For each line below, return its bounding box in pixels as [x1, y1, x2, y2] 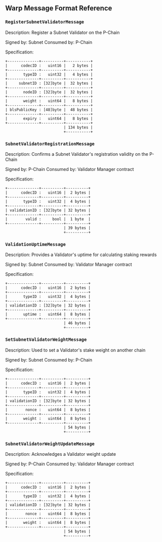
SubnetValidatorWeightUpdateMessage [5, 441, 95, 447]
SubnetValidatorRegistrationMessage [5, 141, 95, 147]
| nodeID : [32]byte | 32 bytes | [5, 89, 93, 95]
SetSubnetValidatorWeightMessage [5, 337, 87, 342]
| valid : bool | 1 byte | [5, 216, 91, 221]
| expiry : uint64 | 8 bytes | [5, 116, 93, 121]
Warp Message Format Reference [5, 4, 112, 13]
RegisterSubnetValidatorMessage [5, 19, 84, 25]
